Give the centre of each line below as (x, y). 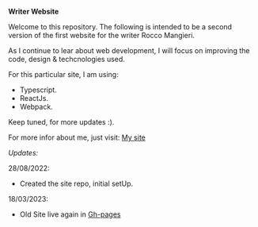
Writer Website (34, 12)
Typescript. (38, 90)
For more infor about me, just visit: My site (77, 137)
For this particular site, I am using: (63, 74)
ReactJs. (34, 98)
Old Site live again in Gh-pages (70, 214)
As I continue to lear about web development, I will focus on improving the (129, 50)
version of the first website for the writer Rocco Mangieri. (102, 35)
